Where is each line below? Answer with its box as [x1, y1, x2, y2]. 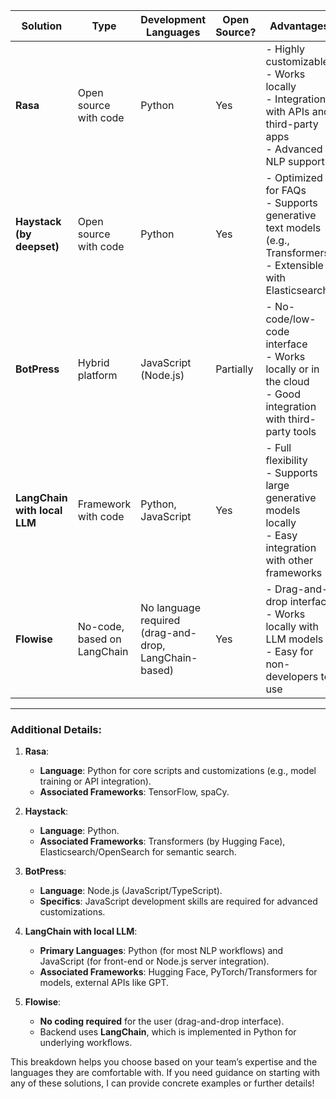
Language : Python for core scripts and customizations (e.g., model [39, 765, 317, 777]
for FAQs [265, 184, 307, 197]
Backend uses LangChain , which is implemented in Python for [39, 1026, 297, 1038]
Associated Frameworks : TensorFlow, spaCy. [39, 786, 230, 798]
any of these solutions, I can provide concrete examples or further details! [10, 1077, 315, 1089]
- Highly [265, 42, 306, 56]
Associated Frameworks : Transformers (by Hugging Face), [39, 835, 286, 848]
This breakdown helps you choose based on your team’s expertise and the [10, 1056, 318, 1068]
